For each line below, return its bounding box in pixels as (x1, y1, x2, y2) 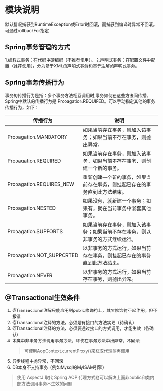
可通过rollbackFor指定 (5, 27, 49, 33)
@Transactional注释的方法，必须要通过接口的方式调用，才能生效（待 (12, 326, 150, 331)
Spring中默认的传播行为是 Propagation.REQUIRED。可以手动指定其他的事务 (5, 98, 156, 104)
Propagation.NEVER (7, 272, 53, 278)
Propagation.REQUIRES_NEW (7, 180, 74, 187)
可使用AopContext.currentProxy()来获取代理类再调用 (24, 348, 130, 354)
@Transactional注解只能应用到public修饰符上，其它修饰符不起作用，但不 (12, 308, 158, 313)
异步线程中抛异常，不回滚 (12, 358, 64, 364)
